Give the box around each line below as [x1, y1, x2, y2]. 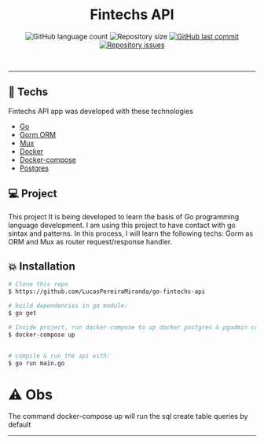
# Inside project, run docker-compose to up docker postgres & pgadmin [8, 323, 247, 331]
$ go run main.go [8, 359, 65, 367]
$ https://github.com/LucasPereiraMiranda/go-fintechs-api [8, 288, 206, 295]
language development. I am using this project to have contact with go [8, 220, 236, 229]
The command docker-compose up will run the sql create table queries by [8, 412, 248, 421]
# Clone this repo [8, 281, 68, 288]
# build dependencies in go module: [8, 302, 128, 310]
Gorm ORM [19, 130, 57, 139]
